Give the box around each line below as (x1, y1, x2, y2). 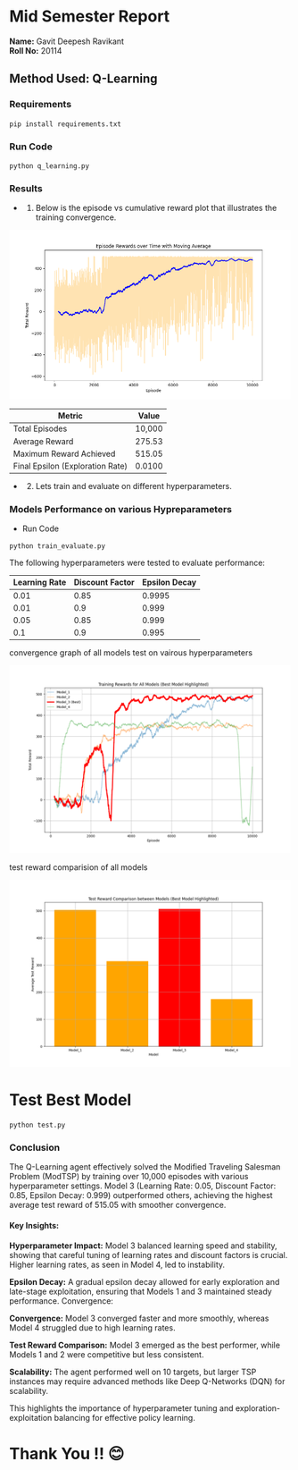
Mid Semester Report (9, 6, 170, 27)
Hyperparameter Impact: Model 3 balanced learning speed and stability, (9, 1240, 278, 1251)
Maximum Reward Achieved (12, 448, 116, 459)
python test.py (9, 1120, 66, 1130)
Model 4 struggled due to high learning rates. (9, 1322, 176, 1333)
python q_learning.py (9, 161, 90, 171)
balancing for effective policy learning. (54, 1412, 196, 1423)
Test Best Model (9, 1090, 132, 1111)
